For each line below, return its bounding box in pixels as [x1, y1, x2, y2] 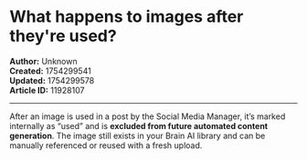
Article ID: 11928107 [9, 85, 85, 95]
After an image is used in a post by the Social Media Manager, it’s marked [9, 111, 286, 122]
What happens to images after [9, 6, 244, 27]
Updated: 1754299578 [9, 75, 95, 85]
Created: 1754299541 [9, 65, 91, 76]
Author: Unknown [9, 55, 78, 66]
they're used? [9, 25, 117, 46]
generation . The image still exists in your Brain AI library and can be [9, 130, 266, 141]
